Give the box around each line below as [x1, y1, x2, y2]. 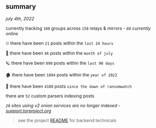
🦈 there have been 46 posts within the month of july [5, 50, 113, 56]
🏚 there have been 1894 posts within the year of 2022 [5, 71, 118, 77]
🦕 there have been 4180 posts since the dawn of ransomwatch [5, 83, 132, 89]
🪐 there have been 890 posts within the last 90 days [5, 60, 115, 66]
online [5, 30, 18, 36]
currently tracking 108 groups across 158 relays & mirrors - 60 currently [5, 25, 151, 31]
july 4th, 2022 [5, 15, 34, 21]
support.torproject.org [5, 108, 51, 114]
